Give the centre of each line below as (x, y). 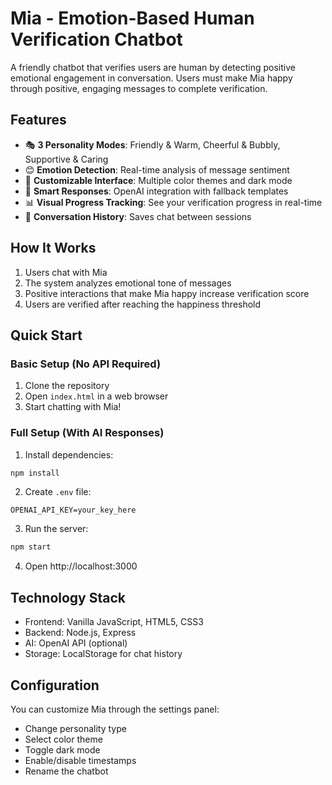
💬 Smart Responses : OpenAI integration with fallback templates (156, 191)
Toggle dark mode (62, 749)
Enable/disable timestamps (80, 760)
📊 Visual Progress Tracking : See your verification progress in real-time (173, 202)
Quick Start (46, 335)
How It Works (53, 248)
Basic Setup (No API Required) (86, 364)
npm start (31, 547)
